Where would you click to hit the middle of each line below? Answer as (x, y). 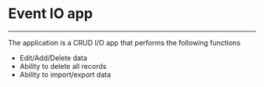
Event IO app (50, 14)
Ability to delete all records (63, 66)
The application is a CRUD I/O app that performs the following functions (125, 42)
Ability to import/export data (65, 74)
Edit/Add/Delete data (53, 58)
